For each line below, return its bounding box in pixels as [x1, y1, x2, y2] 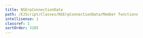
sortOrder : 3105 [5, 26, 39, 31]
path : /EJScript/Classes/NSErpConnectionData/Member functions [5, 12, 139, 17]
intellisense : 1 [5, 16, 39, 21]
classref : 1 [5, 21, 30, 26]
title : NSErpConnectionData [5, 7, 63, 12]
